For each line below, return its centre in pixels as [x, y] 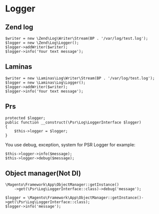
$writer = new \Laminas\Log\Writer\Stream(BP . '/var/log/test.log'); [80, 78]
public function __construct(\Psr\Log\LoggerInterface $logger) [73, 122]
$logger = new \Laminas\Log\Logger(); [45, 83]
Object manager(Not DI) [43, 173]
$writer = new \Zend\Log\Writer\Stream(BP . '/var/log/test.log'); [77, 38]
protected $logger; [25, 118]
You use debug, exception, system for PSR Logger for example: [70, 144]
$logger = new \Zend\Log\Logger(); [42, 43]
